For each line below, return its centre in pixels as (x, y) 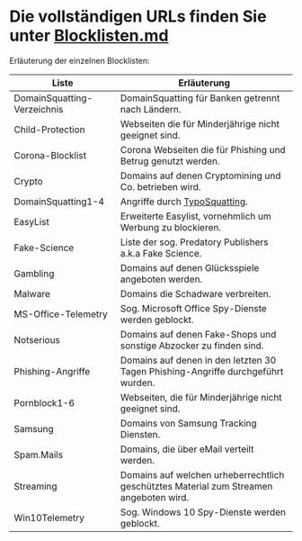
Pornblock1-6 (44, 402)
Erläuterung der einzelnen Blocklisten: (80, 60)
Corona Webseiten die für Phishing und (203, 149)
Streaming (36, 486)
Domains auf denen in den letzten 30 (198, 360)
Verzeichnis (39, 109)
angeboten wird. (155, 497)
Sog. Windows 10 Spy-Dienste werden (203, 512)
